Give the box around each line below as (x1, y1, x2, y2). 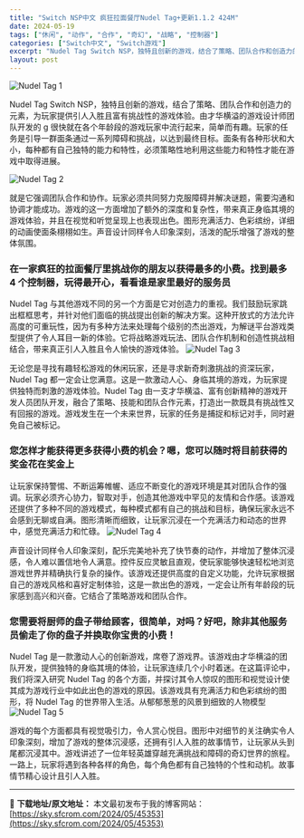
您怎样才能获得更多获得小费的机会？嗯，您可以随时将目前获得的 (9, 445, 288, 458)
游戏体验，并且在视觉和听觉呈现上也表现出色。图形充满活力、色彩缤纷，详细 (9, 215, 295, 226)
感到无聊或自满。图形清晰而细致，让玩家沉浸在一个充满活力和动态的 (16, 514, 271, 525)
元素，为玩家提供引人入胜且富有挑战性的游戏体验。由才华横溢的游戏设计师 (9, 111, 287, 120)
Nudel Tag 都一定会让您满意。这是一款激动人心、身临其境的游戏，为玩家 (9, 374, 280, 385)
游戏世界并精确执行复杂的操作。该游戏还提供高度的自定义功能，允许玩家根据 (9, 567, 295, 578)
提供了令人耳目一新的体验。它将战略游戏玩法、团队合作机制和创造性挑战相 (16, 332, 295, 343)
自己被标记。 (16, 419, 65, 430)
